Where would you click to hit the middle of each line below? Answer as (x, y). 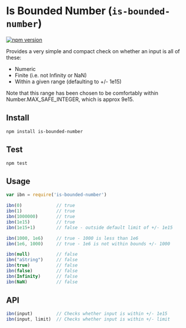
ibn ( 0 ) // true (41, 206)
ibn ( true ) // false (42, 265)
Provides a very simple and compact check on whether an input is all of (93, 51)
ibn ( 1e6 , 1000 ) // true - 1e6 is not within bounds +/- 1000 (88, 243)
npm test (17, 163)
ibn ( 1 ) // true (41, 211)
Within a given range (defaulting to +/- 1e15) (68, 82)
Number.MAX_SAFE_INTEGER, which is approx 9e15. (70, 99)
